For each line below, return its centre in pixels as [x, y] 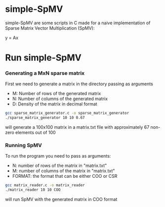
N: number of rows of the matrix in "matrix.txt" [60, 166]
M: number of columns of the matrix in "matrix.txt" [63, 171]
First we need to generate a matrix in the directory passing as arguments [79, 84]
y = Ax [12, 38]
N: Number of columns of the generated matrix [60, 99]
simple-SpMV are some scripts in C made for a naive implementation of [78, 23]
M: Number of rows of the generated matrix [57, 94]
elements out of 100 [36, 133]
